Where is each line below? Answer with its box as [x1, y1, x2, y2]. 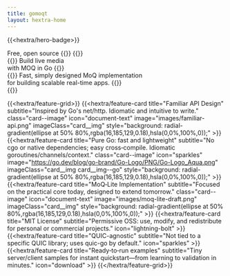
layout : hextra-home [7, 17, 67, 24]
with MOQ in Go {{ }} [7, 64, 64, 72]
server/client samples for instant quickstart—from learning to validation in [7, 253, 217, 261]
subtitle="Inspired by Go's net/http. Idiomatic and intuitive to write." [7, 107, 199, 115]
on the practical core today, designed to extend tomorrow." [7, 187, 175, 196]
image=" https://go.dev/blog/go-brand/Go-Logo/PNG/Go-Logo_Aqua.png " [7, 158, 219, 166]
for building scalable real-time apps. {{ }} [7, 78, 122, 86]
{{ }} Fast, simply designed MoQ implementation [7, 71, 143, 80]
